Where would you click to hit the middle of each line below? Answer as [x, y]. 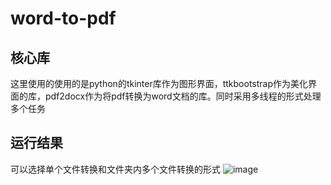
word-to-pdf [63, 18]
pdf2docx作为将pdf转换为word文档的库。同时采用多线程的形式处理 [183, 96]
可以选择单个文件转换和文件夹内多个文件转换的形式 [115, 169]
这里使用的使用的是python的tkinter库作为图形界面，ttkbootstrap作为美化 [159, 83]
